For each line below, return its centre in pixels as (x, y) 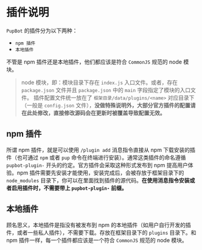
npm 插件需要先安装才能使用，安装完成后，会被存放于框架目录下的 (100, 173)
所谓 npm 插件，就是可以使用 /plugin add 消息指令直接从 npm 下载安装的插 (101, 149)
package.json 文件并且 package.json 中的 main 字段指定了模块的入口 (106, 90)
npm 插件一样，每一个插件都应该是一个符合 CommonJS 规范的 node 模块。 (97, 240)
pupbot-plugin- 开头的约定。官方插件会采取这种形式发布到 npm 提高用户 (97, 165)
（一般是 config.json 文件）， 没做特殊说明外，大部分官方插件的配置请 (108, 105)
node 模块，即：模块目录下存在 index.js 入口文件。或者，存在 (99, 82)
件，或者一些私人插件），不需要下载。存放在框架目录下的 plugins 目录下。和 (101, 232)
